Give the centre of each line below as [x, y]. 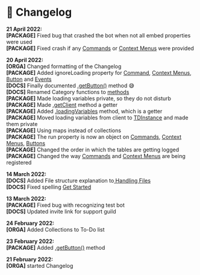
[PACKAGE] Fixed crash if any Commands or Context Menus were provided [100, 48]
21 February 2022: [30, 259]
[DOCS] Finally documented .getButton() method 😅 [70, 85]
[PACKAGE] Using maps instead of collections [64, 130]
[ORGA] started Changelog [40, 265]
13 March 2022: [26, 198]
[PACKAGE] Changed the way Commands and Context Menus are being [96, 156]
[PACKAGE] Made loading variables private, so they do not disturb [89, 98]
